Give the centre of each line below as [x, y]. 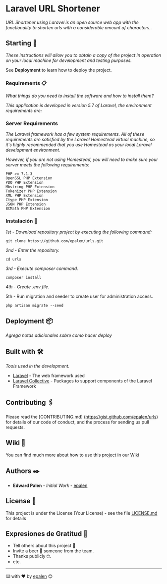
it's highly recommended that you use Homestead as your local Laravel [79, 145]
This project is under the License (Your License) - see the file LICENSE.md [82, 513]
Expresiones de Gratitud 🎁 [47, 534]
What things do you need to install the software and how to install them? [80, 96]
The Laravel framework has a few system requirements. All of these [75, 134]
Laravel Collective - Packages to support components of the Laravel [83, 381]
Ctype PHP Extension [27, 200]
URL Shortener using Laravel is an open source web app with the [72, 22]
